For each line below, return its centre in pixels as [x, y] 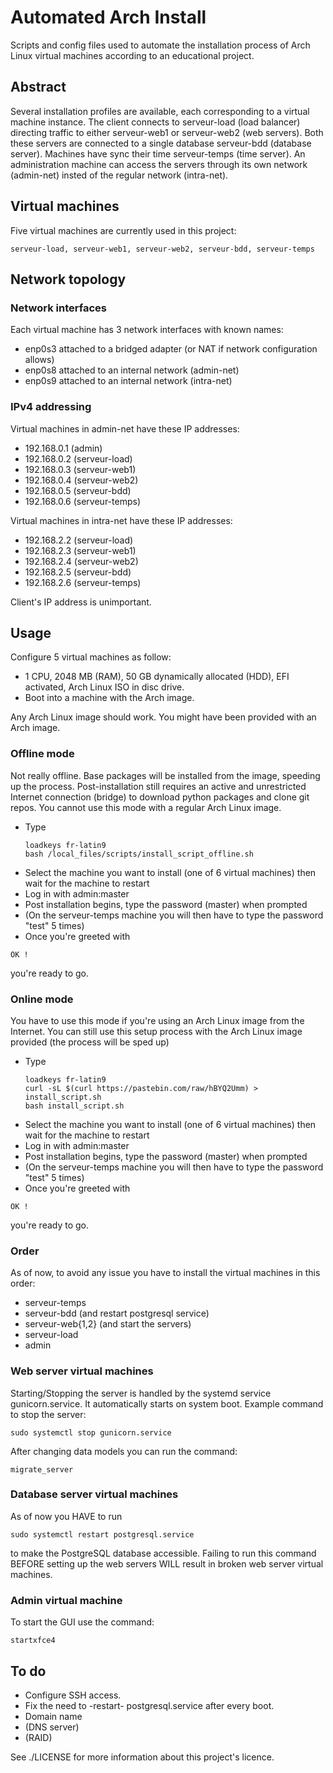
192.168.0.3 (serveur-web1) [80, 469]
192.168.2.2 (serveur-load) [79, 540]
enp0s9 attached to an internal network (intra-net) [128, 381]
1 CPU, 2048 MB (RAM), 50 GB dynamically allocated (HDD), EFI [157, 677]
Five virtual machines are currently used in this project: [123, 230]
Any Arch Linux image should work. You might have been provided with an [163, 717]
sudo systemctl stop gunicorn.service [91, 1432]
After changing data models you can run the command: [124, 1451]
